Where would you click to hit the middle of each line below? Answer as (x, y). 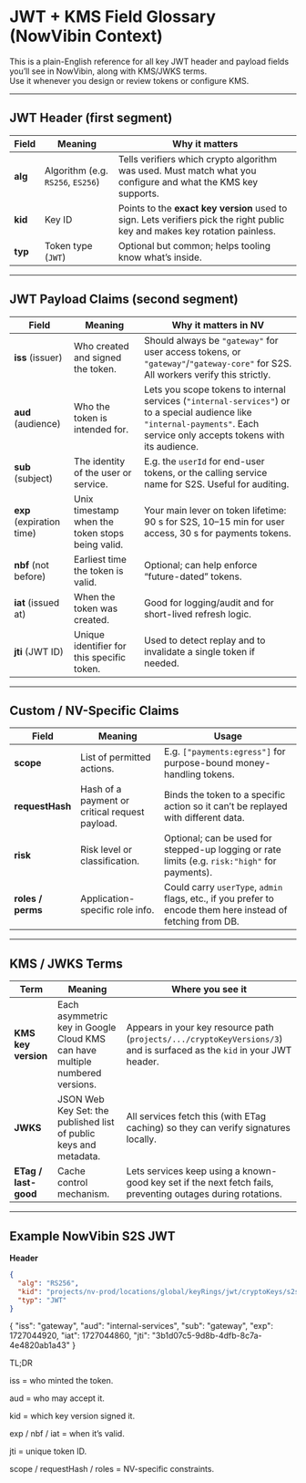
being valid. (99, 544)
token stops (99, 533)
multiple (75, 1062)
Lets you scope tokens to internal (215, 389)
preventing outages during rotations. (204, 1194)
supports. (138, 193)
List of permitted (116, 757)
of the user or (103, 472)
